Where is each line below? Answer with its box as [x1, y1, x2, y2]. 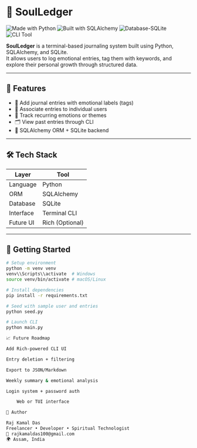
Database [9, 199, 36, 207]
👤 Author [6, 409, 28, 416]
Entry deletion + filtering [6, 356, 75, 362]
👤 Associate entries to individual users [14, 105, 107, 112]
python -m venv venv [6, 265, 57, 272]
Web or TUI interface [16, 399, 69, 405]
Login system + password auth [6, 388, 80, 394]
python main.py [6, 325, 43, 331]
